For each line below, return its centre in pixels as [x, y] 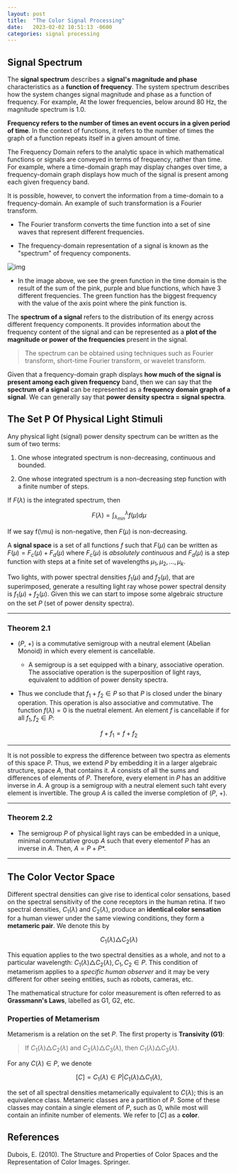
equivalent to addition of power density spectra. [98, 680]
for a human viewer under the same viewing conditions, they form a [106, 918]
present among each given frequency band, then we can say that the [110, 382]
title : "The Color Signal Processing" [66, 21]
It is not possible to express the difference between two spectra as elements [119, 755]
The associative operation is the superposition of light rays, [115, 673]
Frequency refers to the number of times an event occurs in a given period [119, 123]
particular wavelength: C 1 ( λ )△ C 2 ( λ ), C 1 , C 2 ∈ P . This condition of [103, 963]
